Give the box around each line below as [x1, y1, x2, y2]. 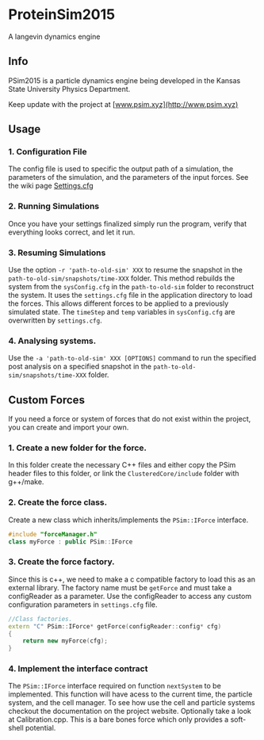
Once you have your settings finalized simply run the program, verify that [8, 219, 247, 228]
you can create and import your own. [8, 422, 129, 433]
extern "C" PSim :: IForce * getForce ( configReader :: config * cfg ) [8, 622, 222, 631]
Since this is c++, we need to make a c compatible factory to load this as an [8, 574, 256, 584]
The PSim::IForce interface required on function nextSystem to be [8, 681, 222, 691]
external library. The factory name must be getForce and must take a [8, 582, 232, 592]
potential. [25, 723, 56, 733]
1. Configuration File [8, 147, 87, 158]
